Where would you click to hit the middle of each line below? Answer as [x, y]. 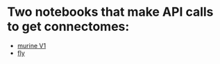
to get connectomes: [68, 26]
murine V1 [32, 45]
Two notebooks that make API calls [110, 12]
